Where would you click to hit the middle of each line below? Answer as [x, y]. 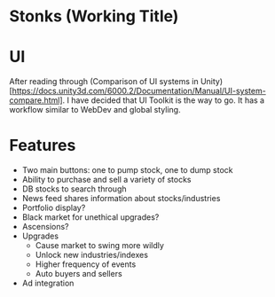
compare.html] [36, 100]
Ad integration [48, 283]
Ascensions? [45, 227]
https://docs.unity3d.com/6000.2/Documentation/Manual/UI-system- [139, 91]
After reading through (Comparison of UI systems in [104, 82]
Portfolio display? [54, 208]
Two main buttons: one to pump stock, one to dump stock [127, 170]
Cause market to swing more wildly [99, 246]
